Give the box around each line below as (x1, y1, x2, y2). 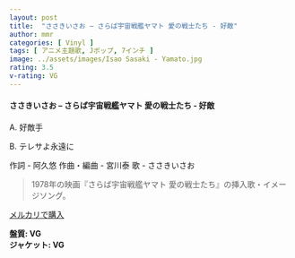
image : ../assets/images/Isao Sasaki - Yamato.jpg (9, 55, 203, 64)
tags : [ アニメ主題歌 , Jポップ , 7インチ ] (9, 47, 154, 56)
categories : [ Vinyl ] (9, 38, 94, 47)
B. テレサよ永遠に (9, 141, 74, 151)
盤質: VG (9, 228, 42, 238)
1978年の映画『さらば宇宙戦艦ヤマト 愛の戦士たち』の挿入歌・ (30, 178, 264, 189)
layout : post (9, 13, 58, 22)
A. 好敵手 (9, 122, 43, 133)
